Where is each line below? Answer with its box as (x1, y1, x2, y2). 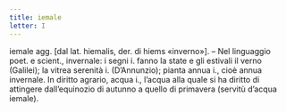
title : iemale (9, 12, 63, 22)
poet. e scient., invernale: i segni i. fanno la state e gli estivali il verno (9, 55, 262, 66)
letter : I (9, 21, 46, 30)
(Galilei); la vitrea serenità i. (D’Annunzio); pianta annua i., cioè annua (9, 64, 262, 76)
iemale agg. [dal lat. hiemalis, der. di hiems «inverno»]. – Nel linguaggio (9, 45, 271, 56)
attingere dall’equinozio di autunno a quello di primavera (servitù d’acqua (9, 84, 277, 94)
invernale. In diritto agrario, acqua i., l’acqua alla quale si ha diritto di (9, 74, 260, 84)
